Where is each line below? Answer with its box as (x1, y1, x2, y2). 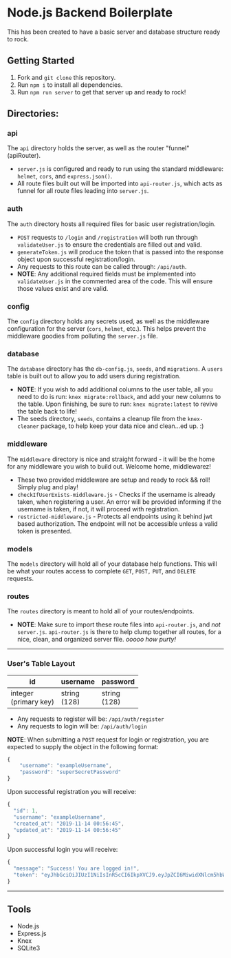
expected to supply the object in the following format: (7, 742, 159, 751)
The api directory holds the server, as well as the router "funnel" (7, 144, 190, 152)
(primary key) (10, 697, 55, 706)
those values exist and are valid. (16, 284, 109, 292)
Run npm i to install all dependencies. (16, 81, 123, 89)
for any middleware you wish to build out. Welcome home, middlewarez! (7, 462, 212, 470)
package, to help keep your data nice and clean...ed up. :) (40, 422, 204, 430)
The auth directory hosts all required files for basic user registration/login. (7, 219, 217, 228)
